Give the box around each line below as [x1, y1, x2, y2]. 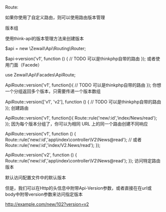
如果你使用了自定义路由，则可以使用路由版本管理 [5, 14, 105, 20]
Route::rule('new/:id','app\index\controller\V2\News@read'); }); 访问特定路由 [5, 158, 161, 163]
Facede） [22, 62, 42, 68]
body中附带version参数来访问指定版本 [5, 191, 83, 197]
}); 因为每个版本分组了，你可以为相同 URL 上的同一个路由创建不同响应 [5, 121, 148, 127]
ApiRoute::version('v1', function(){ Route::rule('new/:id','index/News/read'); [5, 115, 158, 121]
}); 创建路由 [5, 105, 29, 111]
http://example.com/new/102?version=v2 [5, 201, 89, 207]
